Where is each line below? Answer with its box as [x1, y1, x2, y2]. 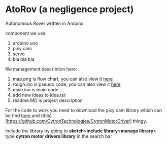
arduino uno [12, 40, 38, 46]
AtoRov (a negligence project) [5, 4, 134, 15]
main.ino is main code [12, 86, 59, 92]
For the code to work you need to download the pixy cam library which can [5, 107, 162, 113]
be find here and [5, 113, 40, 119]
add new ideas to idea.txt [12, 92, 66, 98]
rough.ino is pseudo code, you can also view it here [12, 81, 121, 87]
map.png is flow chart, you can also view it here [12, 76, 113, 82]
